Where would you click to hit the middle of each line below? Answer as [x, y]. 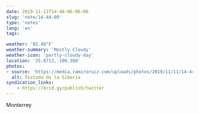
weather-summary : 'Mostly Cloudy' [49, 50]
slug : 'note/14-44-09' [34, 17]
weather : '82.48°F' [30, 44]
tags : [13, 34]
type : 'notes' [24, 22]
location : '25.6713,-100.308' [44, 61]
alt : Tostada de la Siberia [46, 77]
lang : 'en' [20, 28]
